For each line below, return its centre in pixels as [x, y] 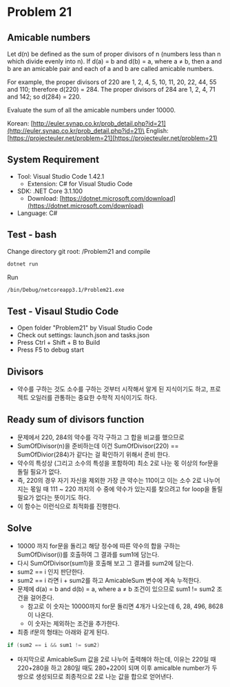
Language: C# [37, 213]
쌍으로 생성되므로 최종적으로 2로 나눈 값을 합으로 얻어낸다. [95, 676]
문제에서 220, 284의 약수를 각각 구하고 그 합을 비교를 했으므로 [101, 437]
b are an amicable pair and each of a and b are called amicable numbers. [111, 69]
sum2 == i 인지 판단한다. [51, 571]
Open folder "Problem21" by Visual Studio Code [85, 328]
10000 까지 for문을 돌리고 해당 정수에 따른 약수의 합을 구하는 [99, 546]
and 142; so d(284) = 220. [44, 97]
